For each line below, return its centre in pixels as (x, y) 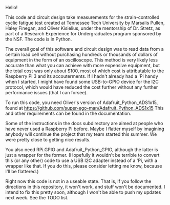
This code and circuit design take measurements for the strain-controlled (82, 17)
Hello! (12, 7)
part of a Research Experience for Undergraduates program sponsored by (83, 34)
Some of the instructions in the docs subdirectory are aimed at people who (84, 123)
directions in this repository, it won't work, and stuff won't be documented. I (85, 187)
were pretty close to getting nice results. (48, 140)
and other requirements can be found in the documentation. (68, 113)
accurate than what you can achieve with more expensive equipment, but (83, 65)
